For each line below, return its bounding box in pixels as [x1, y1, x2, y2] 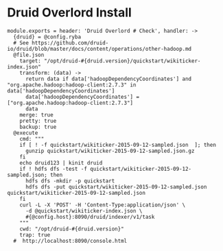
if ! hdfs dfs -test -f [19, 165, 88, 172]
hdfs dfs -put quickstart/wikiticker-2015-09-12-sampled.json [25, 183, 207, 190]
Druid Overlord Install [7, 5, 132, 21]
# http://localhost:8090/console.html [13, 237, 128, 244]
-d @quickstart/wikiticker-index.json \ [25, 207, 143, 214]
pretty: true [19, 117, 57, 124]
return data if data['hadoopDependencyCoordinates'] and [25, 75, 192, 82]
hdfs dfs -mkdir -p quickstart [25, 177, 115, 184]
